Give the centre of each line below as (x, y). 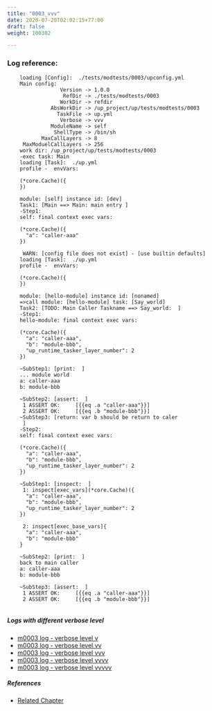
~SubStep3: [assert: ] (54, 587)
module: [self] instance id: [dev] (71, 199)
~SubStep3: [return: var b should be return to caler (99, 417)
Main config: (38, 84)
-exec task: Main (45, 157)
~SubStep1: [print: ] (52, 369)
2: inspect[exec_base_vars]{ (65, 526)
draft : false (26, 26)
